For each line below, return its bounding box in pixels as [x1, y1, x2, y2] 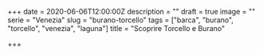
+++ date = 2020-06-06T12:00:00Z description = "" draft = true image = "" [7, 7, 256, 16]
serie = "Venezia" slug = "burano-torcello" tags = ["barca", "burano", [7, 15, 234, 25]
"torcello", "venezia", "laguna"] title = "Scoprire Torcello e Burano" [7, 24, 225, 33]
